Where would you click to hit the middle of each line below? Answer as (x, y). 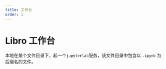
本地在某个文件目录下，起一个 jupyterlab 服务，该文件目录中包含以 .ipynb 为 (83, 55)
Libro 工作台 (30, 41)
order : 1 (14, 14)
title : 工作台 (19, 10)
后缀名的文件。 (20, 62)
